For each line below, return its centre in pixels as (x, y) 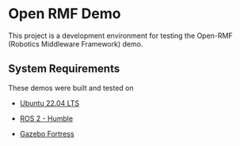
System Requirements (64, 69)
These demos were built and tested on (71, 88)
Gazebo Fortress (47, 133)
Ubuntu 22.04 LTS (50, 103)
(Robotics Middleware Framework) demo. (76, 43)
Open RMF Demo (65, 14)
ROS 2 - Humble (46, 118)
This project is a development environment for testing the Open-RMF (120, 36)
